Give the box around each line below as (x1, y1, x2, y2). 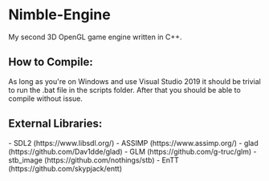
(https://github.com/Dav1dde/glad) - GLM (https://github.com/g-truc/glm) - (8, 147, 257, 156)
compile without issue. (8, 94, 83, 103)
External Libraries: (8, 117, 103, 131)
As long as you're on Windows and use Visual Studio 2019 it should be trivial (8, 76, 261, 86)
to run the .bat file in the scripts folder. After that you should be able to (8, 85, 241, 95)
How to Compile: (8, 55, 94, 69)
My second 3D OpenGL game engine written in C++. (8, 32, 182, 42)
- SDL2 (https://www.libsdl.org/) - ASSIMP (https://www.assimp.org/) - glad (8, 138, 259, 147)
